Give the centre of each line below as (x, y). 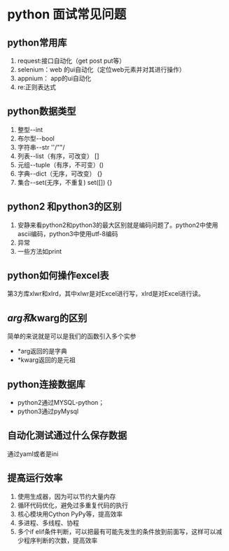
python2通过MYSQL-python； (61, 403)
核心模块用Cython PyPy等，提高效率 (70, 514)
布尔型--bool (36, 138)
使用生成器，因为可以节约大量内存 (67, 496)
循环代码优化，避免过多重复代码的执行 (72, 505)
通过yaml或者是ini (33, 453)
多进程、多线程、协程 (48, 523)
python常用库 (37, 43)
